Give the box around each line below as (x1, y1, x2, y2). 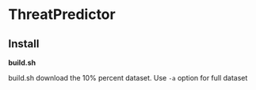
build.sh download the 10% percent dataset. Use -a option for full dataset (8, 73, 248, 82)
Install (8, 37, 40, 51)
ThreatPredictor (8, 6, 117, 24)
